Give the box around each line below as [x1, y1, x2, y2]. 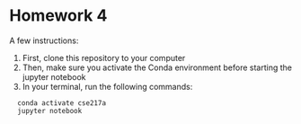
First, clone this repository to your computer [22, 52, 186, 63]
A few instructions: [9, 35, 79, 46]
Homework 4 [9, 5, 108, 26]
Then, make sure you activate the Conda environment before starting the [22, 62, 292, 73]
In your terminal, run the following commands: [22, 81, 193, 92]
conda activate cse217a [17, 98, 106, 108]
